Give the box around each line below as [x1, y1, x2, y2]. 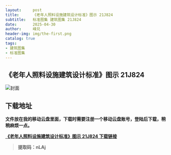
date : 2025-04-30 [5, 21, 56, 27]
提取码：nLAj [17, 144, 46, 150]
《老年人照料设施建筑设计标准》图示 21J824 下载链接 [5, 134, 117, 140]
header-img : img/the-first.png [5, 31, 72, 36]
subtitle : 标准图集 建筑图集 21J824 [5, 17, 81, 22]
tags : [5, 41, 17, 46]
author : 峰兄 [5, 27, 41, 32]
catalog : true [5, 36, 36, 41]
